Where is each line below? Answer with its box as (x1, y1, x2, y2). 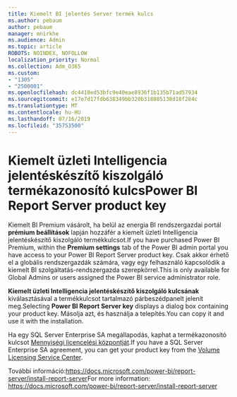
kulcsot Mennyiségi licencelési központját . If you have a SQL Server (8, 338, 204, 347)
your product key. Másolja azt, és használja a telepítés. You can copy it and (8, 309, 224, 318)
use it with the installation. (8, 317, 84, 326)
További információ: (8, 367, 66, 375)
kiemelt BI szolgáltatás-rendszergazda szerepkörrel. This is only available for (8, 266, 230, 274)
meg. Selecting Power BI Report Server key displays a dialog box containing (8, 302, 229, 311)
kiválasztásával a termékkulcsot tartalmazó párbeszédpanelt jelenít (8, 295, 204, 303)
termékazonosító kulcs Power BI (8, 182, 198, 198)
